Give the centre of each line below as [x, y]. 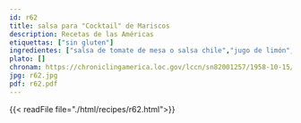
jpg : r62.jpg [34, 76]
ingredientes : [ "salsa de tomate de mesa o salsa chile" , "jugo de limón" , [152, 51]
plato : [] [28, 59]
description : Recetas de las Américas [82, 34]
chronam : [26, 68]
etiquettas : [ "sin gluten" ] [62, 42]
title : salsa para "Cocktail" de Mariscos [90, 26]
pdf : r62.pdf [34, 84]
